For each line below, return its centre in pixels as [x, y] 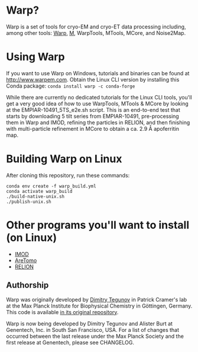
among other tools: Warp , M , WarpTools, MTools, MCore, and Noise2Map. [96, 33]
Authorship [27, 285]
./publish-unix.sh [29, 202]
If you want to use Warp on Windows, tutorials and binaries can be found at [98, 73]
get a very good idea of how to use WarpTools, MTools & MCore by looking [98, 104]
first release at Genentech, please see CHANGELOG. [70, 342]
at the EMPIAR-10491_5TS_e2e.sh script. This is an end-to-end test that [93, 109]
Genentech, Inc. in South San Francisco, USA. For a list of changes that [92, 330]
